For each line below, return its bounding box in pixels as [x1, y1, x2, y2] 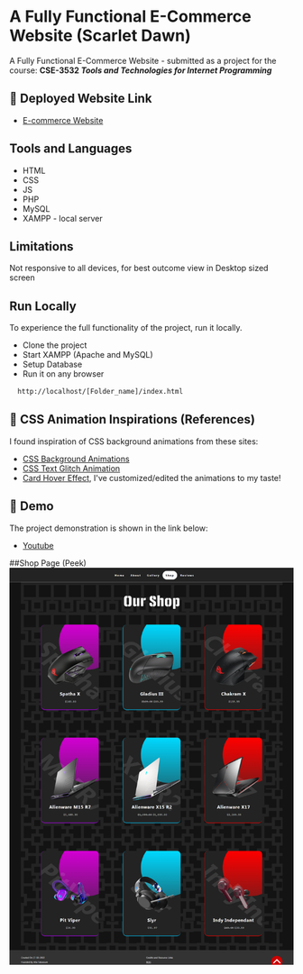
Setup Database [22, 359, 83, 370]
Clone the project [22, 340, 87, 350]
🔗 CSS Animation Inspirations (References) [9, 412, 255, 427]
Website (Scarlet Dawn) [9, 25, 191, 46]
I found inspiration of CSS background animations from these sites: [9, 435, 259, 447]
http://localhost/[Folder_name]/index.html [17, 387, 183, 396]
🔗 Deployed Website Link [9, 91, 152, 106]
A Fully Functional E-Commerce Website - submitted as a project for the [9, 55, 277, 66]
